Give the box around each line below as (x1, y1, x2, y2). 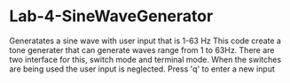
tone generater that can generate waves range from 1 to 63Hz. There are (9, 44, 275, 55)
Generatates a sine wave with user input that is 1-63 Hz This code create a (9, 35, 282, 46)
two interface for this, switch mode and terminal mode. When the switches (9, 54, 282, 64)
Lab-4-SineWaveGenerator (9, 6, 214, 26)
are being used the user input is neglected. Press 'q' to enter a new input (9, 64, 275, 74)
